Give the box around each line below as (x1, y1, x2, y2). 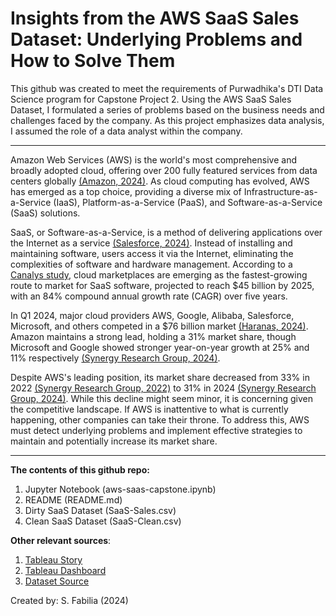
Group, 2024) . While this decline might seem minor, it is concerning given (10, 392, 313, 404)
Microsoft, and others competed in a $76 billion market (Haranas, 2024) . (10, 320, 309, 332)
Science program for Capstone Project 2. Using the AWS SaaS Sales (10, 93, 292, 105)
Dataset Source (24, 575, 90, 587)
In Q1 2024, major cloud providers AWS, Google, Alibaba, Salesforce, (10, 309, 295, 321)
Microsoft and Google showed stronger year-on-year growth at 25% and (10, 341, 310, 353)
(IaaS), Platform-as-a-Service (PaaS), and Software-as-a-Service (53, 196, 323, 208)
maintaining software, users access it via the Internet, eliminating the (10, 247, 294, 259)
